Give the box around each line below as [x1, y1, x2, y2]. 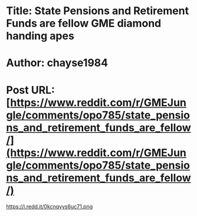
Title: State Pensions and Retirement [6, 4, 189, 18]
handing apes [6, 30, 75, 42]
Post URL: [6, 83, 55, 97]
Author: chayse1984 [6, 56, 109, 70]
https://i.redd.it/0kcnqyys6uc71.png [6, 203, 93, 210]
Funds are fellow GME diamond [6, 17, 162, 30]
